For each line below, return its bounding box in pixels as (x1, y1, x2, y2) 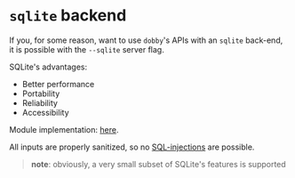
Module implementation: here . (9, 124, 119, 134)
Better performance (21, 78, 95, 89)
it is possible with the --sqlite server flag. (9, 44, 164, 54)
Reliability (21, 97, 58, 108)
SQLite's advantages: (9, 61, 88, 72)
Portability (21, 88, 60, 99)
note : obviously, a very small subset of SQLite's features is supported (30, 158, 286, 169)
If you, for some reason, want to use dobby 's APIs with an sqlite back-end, (9, 35, 283, 45)
